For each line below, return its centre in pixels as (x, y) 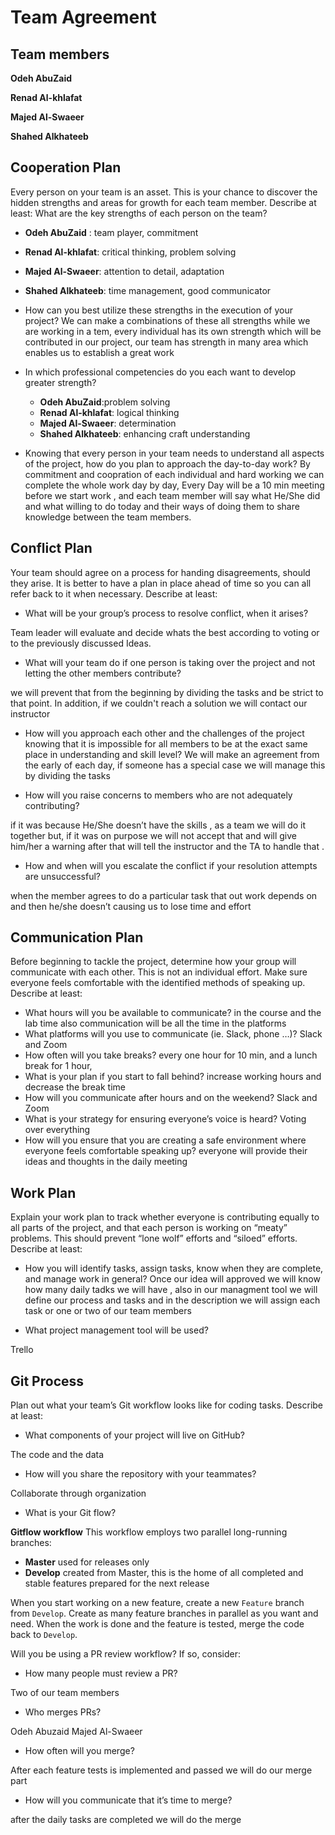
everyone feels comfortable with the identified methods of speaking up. (158, 983)
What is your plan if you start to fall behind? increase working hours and (173, 1077)
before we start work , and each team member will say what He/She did (172, 495)
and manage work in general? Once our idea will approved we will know (172, 1279)
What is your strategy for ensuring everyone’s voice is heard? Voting (165, 1119)
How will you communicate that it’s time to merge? (128, 1800)
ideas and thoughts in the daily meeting (106, 1162)
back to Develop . (44, 1635)
